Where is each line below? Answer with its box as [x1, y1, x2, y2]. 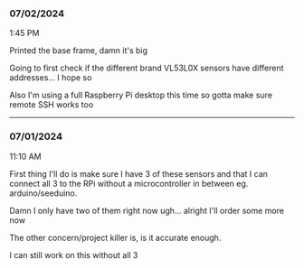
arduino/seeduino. [9, 188, 78, 199]
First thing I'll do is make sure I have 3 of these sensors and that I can [9, 168, 269, 179]
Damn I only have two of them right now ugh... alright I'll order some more [9, 205, 285, 216]
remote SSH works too [9, 99, 94, 110]
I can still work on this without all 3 [9, 249, 138, 260]
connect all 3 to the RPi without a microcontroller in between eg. [9, 178, 249, 189]
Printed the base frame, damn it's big [9, 45, 147, 56]
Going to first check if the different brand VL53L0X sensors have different [9, 62, 284, 74]
